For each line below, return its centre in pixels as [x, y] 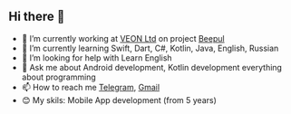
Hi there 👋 [37, 17]
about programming [58, 77]
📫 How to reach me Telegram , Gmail [91, 87]
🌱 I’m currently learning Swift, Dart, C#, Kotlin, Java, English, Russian [150, 48]
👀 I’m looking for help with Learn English [97, 57]
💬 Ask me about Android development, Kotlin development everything [152, 67]
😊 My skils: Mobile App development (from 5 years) [119, 100]
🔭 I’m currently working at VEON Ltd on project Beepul [123, 38]
